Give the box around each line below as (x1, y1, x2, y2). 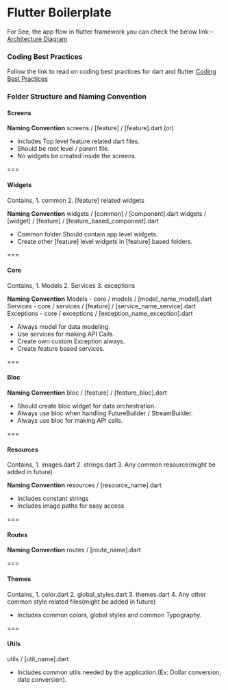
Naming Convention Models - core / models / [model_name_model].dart (7, 295, 212, 303)
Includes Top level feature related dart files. (16, 137, 140, 145)
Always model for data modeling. (16, 322, 111, 330)
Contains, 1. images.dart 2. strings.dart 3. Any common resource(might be (7, 460, 216, 469)
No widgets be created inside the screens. (16, 152, 137, 160)
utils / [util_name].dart (7, 654, 69, 663)
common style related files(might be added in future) (7, 597, 156, 606)
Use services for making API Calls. (16, 330, 115, 338)
